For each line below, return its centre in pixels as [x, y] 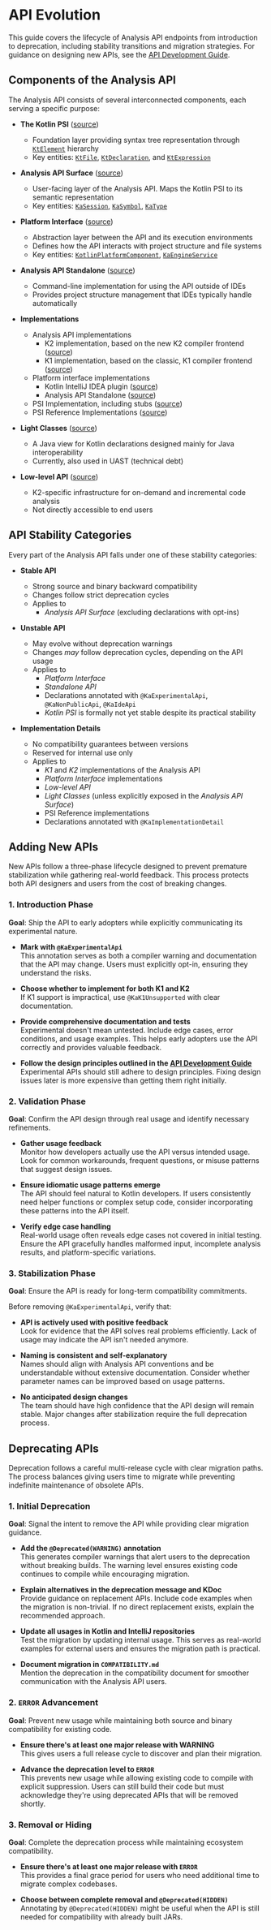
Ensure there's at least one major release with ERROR [109, 1866]
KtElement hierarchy [65, 149]
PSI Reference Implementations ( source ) [100, 412]
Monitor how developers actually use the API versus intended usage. [135, 1152]
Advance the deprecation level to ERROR [87, 1769]
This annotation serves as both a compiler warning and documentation [138, 955]
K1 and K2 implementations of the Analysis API [122, 769]
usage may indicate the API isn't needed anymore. [104, 1340]
